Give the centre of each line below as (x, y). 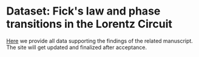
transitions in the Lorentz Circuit (89, 24)
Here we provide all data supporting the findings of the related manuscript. (99, 41)
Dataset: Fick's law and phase (83, 11)
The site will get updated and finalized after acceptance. (77, 47)
